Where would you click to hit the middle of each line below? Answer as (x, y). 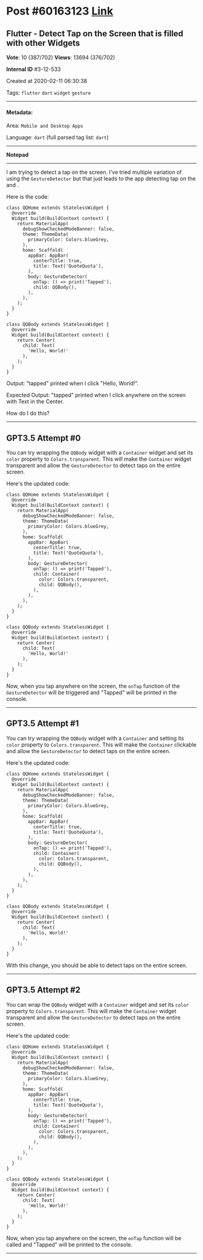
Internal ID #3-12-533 (34, 69)
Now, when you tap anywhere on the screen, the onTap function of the (93, 686)
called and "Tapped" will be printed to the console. (69, 1244)
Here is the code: (28, 197)
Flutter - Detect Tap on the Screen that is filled (95, 34)
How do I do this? (28, 414)
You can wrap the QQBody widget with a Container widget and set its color (98, 1004)
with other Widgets (43, 43)
